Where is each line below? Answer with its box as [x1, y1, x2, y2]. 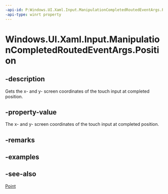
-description [5, 75, 45, 83]
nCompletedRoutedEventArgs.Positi [5, 44, 159, 56]
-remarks [5, 136, 35, 144]
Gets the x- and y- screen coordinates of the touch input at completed [5, 88, 150, 94]
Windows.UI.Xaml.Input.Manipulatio [5, 34, 160, 45]
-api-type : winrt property [5, 12, 61, 17]
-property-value [5, 108, 57, 116]
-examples [5, 153, 39, 161]
